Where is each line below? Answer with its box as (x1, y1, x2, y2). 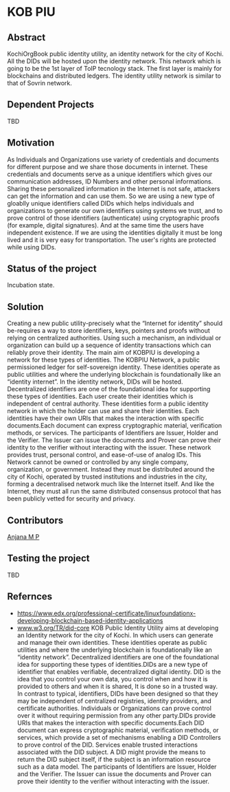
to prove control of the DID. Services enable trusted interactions (16, 740, 198, 749)
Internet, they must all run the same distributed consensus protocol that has (7, 487, 222, 496)
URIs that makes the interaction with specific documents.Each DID (16, 718, 205, 727)
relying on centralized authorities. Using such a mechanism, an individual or (7, 334, 222, 342)
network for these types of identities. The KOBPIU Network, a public (7, 355, 200, 364)
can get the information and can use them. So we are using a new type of (7, 192, 215, 200)
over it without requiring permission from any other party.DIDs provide (16, 711, 216, 719)
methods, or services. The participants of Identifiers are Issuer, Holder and (7, 429, 218, 437)
